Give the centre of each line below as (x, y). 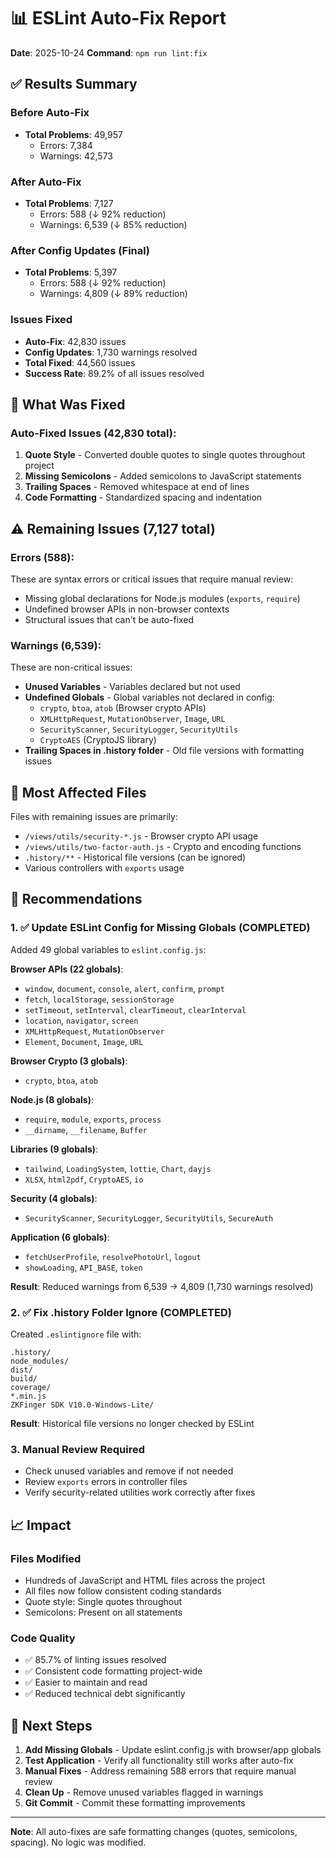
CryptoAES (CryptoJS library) (98, 740)
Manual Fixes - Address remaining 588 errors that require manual (160, 1771)
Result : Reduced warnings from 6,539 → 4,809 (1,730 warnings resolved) (162, 1286)
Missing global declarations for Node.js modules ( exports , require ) (162, 598)
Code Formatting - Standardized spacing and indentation (143, 497)
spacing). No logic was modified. (78, 1842)
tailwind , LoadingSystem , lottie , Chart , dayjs (118, 1168)
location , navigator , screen (81, 1020)
